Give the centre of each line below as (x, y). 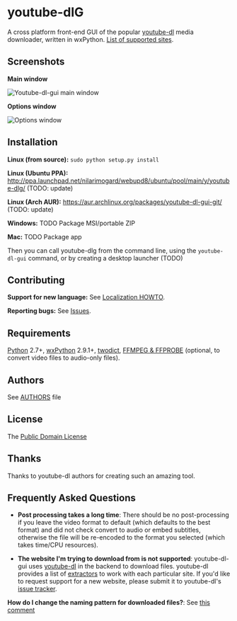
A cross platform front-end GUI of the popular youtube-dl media (101, 32)
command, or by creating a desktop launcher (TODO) (105, 258)
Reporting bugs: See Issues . (50, 311)
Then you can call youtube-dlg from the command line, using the (102, 250)
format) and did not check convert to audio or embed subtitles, (109, 530)
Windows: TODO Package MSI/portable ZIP (71, 223)
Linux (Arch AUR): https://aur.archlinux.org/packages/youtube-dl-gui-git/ (115, 202)
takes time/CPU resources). (58, 545)
